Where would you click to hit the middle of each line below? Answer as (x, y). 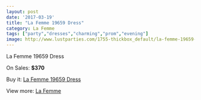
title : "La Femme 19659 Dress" (45, 23)
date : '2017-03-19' (31, 17)
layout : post (22, 12)
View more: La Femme (34, 91)
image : (14, 39)
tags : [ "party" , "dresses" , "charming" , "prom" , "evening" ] (77, 34)
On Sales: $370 (25, 68)
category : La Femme (31, 28)
